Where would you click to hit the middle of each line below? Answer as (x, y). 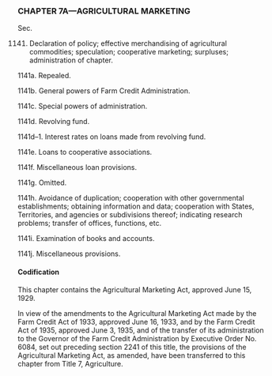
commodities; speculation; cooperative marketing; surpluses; (129, 52)
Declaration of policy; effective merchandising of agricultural (128, 43)
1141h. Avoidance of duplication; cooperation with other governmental (131, 198)
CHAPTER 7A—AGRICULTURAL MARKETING (104, 11)
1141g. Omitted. (42, 182)
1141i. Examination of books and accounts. (86, 239)
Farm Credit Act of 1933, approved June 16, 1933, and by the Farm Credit (136, 321)
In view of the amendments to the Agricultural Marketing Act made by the (137, 313)
